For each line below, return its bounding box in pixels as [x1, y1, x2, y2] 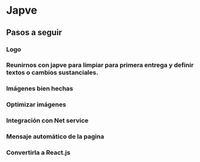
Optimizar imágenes [6, 101, 67, 109]
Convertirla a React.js [6, 148, 70, 157]
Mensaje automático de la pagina [6, 132, 104, 141]
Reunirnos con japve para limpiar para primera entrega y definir [6, 61, 194, 69]
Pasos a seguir [6, 27, 62, 38]
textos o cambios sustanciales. [6, 68, 99, 77]
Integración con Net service [6, 117, 89, 125]
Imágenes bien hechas [6, 85, 73, 93]
